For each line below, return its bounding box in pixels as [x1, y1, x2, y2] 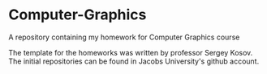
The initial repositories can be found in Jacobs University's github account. [8, 56, 260, 66]
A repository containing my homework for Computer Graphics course [8, 32, 240, 42]
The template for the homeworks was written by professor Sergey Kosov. [8, 47, 253, 57]
